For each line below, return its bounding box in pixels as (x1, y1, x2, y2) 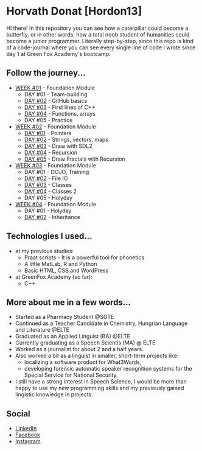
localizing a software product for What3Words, (24, 358, 142, 366)
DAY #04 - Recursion (24, 149, 78, 156)
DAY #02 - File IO (24, 175, 68, 182)
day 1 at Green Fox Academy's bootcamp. (6, 50, 111, 57)
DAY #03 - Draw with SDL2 (24, 142, 92, 150)
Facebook (15, 431, 41, 439)
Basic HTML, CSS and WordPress (24, 267, 109, 274)
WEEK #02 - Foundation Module (15, 123, 96, 130)
